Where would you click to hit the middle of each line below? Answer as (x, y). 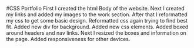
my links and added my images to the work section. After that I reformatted (97, 14)
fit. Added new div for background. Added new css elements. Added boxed (97, 27)
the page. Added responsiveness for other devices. (68, 39)
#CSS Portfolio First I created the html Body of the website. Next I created (96, 8)
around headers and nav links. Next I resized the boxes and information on (96, 33)
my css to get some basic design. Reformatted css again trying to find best (97, 21)
